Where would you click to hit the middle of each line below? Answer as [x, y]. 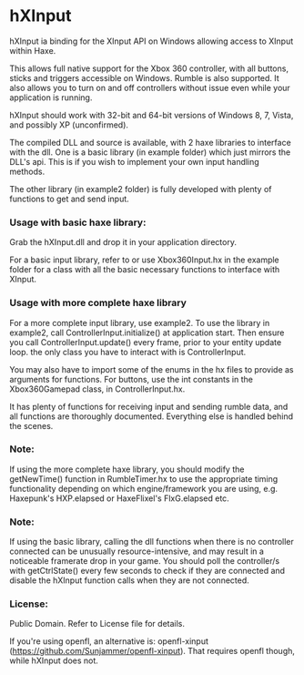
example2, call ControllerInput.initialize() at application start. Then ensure [147, 332]
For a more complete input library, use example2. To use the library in [140, 322]
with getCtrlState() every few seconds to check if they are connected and [147, 571]
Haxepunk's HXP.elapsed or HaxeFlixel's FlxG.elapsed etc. [119, 498]
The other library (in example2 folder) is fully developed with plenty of [141, 189]
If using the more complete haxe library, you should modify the [127, 469]
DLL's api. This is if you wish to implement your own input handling [134, 161]
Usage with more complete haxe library [98, 303]
